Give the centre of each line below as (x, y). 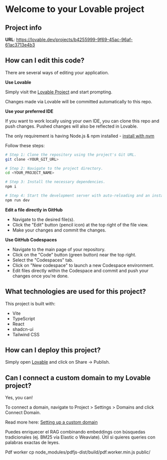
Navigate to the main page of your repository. (59, 249)
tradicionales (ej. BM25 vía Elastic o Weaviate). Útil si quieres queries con (80, 437)
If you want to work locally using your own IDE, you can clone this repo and (82, 121)
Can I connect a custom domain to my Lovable (78, 378)
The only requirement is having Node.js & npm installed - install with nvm (80, 136)
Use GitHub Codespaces (31, 239)
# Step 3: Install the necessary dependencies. (55, 182)
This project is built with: (30, 303)
